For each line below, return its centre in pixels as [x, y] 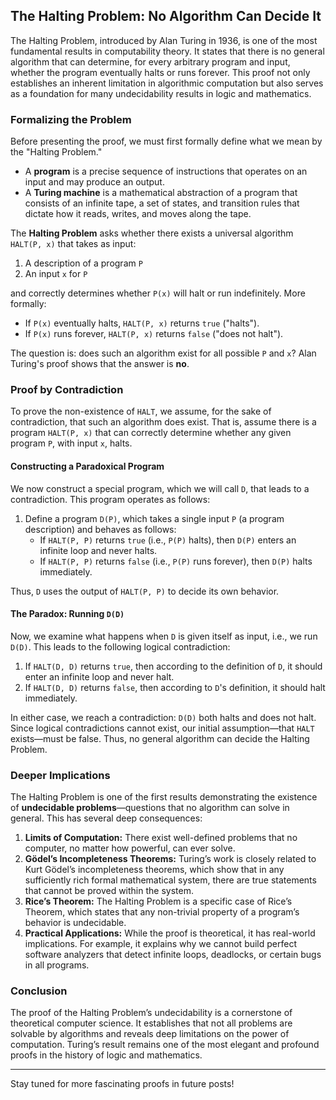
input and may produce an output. [94, 182]
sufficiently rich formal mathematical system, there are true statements [170, 880]
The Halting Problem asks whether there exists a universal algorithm [152, 233]
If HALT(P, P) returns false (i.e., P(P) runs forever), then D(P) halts [176, 561]
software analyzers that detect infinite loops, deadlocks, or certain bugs [173, 955]
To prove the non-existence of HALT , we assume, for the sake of [141, 411]
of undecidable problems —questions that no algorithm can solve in [150, 808]
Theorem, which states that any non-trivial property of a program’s [162, 912]
